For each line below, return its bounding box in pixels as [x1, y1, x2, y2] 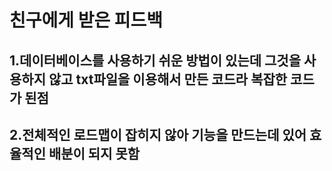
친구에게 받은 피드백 [9, 9, 164, 32]
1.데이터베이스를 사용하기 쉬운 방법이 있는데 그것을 [9, 52, 301, 69]
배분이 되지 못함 [48, 145, 141, 162]
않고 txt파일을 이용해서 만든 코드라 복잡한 [48, 71, 288, 88]
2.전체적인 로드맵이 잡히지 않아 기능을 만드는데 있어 [9, 126, 307, 143]
